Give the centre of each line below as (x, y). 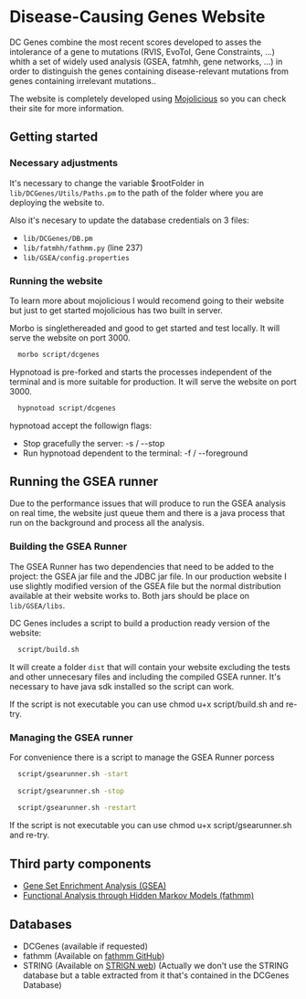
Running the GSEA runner (84, 482)
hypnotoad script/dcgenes (67, 408)
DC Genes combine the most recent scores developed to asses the (136, 42)
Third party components (80, 863)
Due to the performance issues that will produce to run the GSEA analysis (148, 503)
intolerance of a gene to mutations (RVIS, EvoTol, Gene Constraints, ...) (142, 51)
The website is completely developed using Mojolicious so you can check (148, 99)
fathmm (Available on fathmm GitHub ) (94, 955)
